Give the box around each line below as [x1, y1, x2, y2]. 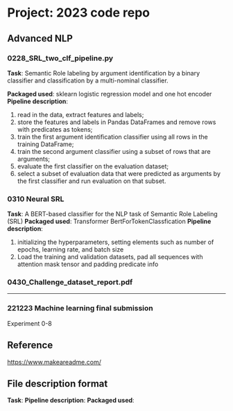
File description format [7, 378, 108, 390]
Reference [7, 340, 53, 351]
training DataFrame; [17, 140, 74, 148]
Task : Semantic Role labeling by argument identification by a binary [7, 69, 200, 77]
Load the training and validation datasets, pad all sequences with [17, 253, 203, 261]
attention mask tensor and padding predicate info [17, 260, 159, 268]
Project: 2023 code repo [7, 5, 150, 21]
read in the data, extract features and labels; [17, 110, 144, 119]
